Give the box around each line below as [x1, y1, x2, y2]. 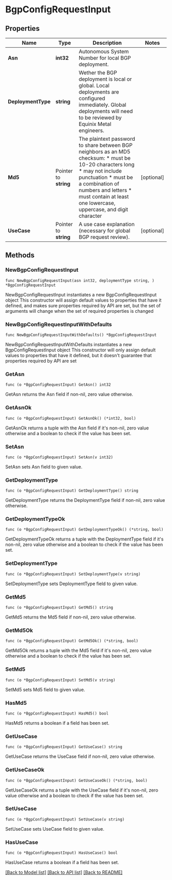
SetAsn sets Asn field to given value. [5, 463, 83, 470]
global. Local [78, 82, 110, 89]
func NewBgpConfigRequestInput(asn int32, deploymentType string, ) [5, 278, 155, 283]
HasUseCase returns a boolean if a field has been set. [5, 859, 119, 866]
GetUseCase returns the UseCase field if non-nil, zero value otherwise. [5, 754, 155, 760]
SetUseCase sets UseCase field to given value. [5, 826, 105, 832]
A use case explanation [78, 221, 135, 228]
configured [78, 95, 105, 102]
